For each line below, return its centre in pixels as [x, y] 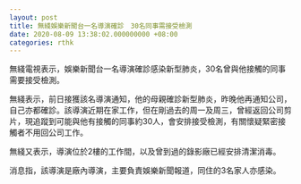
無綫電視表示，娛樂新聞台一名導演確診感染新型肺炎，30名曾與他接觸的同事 [148, 69]
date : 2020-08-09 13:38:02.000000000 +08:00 [94, 34]
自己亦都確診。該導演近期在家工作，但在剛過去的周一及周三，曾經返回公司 [146, 110]
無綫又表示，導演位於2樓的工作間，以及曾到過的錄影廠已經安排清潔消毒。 [145, 152]
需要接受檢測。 [37, 80]
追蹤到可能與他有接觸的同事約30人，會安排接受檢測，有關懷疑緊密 [155, 121]
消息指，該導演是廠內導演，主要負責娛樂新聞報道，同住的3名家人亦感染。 [145, 171]
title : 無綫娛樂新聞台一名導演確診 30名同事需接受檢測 [101, 26]
